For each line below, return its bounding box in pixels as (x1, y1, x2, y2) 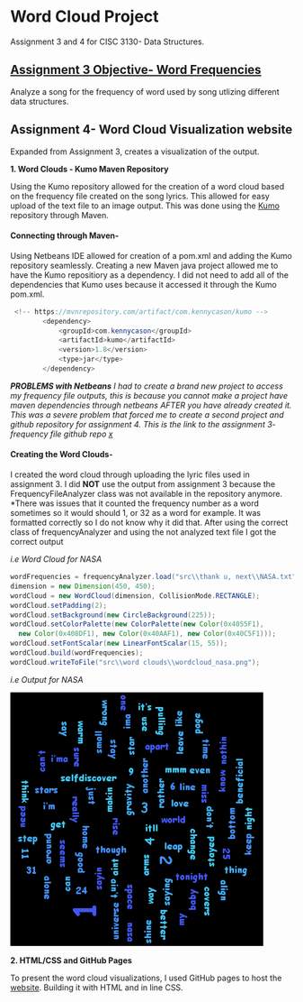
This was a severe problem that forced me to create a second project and (10, 409, 284, 420)
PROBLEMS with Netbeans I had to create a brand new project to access (10, 381, 284, 391)
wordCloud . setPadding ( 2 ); (10, 601, 107, 610)
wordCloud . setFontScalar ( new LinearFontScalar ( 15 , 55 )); (10, 639, 228, 648)
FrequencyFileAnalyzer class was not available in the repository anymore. (10, 489, 282, 500)
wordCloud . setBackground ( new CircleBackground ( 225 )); (10, 611, 217, 620)
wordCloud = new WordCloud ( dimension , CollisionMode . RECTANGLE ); (10, 591, 260, 601)
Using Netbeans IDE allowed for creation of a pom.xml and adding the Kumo (10, 250, 293, 261)
